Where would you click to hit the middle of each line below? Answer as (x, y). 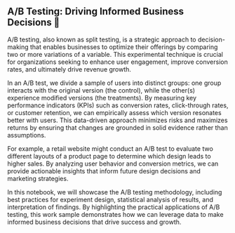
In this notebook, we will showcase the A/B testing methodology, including (115, 192)
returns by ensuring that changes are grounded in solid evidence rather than (117, 127)
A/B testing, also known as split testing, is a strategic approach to (102, 39)
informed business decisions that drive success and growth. (94, 222)
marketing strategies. (38, 178)
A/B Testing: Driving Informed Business (96, 12)
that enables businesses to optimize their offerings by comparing (124, 47)
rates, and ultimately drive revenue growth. (69, 69)
